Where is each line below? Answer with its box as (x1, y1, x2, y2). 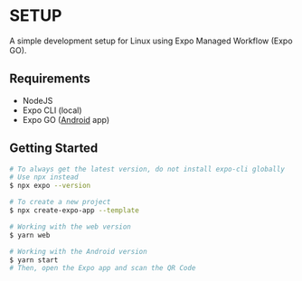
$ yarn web (9, 230, 51, 239)
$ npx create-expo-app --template (9, 206, 140, 215)
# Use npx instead (9, 173, 79, 182)
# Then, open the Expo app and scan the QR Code (9, 264, 196, 273)
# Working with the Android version (9, 247, 147, 256)
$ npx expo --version (9, 182, 91, 191)
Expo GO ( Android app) (22, 114, 110, 125)
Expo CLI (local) (22, 105, 82, 116)
